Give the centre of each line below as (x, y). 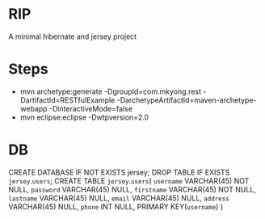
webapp (34, 108)
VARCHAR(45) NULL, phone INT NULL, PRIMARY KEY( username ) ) (116, 206)
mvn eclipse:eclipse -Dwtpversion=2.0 (84, 117)
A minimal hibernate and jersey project (73, 36)
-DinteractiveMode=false (91, 108)
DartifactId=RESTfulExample (67, 100)
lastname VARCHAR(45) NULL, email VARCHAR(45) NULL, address (119, 198)
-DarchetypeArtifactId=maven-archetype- (187, 100)
